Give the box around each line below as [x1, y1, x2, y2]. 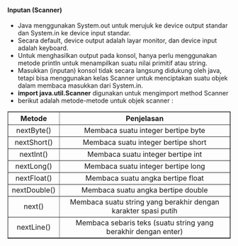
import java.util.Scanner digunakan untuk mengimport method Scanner [17, 89, 229, 98]
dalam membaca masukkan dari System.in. [17, 81, 144, 90]
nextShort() [14, 138, 53, 148]
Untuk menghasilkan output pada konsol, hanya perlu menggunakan [17, 52, 217, 60]
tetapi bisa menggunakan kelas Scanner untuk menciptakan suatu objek [17, 74, 228, 83]
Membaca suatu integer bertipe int [87, 149, 203, 159]
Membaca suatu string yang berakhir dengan [69, 197, 220, 207]
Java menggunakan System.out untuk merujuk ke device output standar [17, 21, 228, 30]
